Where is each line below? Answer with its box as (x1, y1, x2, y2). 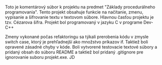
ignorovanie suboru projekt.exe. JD (5, 54, 75, 60)
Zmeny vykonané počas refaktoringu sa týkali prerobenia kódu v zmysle (5, 34, 149, 39)
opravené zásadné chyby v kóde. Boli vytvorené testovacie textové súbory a (5, 44, 157, 50)
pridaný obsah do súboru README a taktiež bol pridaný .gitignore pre (5, 49, 144, 55)
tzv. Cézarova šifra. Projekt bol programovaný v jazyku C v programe (5, 19, 143, 25)
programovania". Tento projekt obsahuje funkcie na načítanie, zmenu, (5, 9, 144, 15)
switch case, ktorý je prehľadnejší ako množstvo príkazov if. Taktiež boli (5, 39, 148, 45)
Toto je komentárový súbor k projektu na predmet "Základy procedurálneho (5, 4, 156, 10)
